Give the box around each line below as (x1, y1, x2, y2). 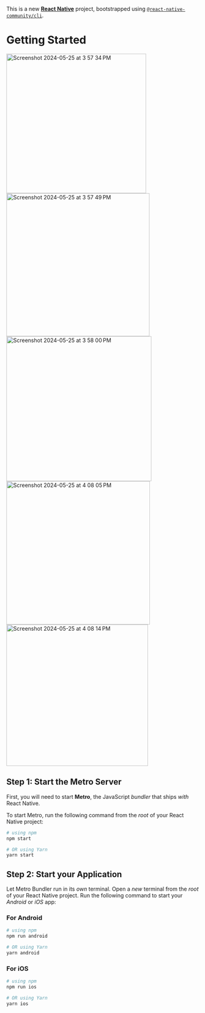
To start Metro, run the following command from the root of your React (6, 811, 184, 818)
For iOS (6, 964, 29, 973)
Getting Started (6, 33, 87, 47)
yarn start (6, 852, 34, 858)
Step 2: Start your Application (6, 869, 122, 880)
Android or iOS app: (6, 899, 56, 906)
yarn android (6, 949, 40, 956)
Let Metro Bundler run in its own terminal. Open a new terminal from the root (6, 885, 199, 892)
